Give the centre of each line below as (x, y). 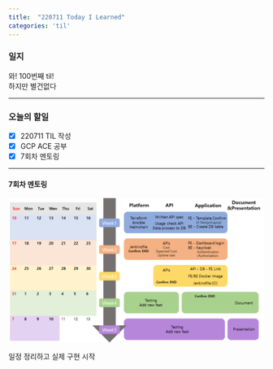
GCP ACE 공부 (43, 146)
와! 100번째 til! (31, 76)
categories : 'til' (39, 26)
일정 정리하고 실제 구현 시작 (52, 356)
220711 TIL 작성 (45, 136)
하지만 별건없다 (32, 86)
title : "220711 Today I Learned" (67, 17)
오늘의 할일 (29, 116)
